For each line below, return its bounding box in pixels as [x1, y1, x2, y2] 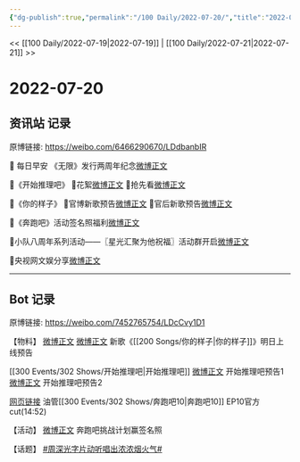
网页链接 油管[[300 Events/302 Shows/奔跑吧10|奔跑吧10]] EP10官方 [9, 396, 261, 407]
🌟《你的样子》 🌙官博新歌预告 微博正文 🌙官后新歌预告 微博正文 [9, 198, 233, 209]
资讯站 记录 [9, 116, 71, 131]
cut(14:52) [9, 407, 47, 417]
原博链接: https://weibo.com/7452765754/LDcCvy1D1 [9, 318, 205, 328]
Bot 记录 [9, 292, 55, 308]
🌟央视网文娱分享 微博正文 [9, 255, 101, 266]
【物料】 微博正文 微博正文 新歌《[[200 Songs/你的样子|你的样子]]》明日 [9, 336, 277, 347]
